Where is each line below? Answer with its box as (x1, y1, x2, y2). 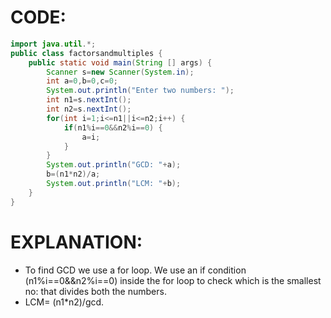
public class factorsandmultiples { (10, 48, 163, 58)
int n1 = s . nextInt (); (46, 95, 132, 105)
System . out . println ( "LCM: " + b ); (46, 179, 182, 189)
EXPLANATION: (10, 231, 143, 253)
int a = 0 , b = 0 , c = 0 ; (46, 76, 118, 86)
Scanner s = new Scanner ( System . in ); (46, 67, 195, 77)
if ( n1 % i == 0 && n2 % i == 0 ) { (63, 122, 163, 133)
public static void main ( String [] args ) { (28, 57, 213, 68)
